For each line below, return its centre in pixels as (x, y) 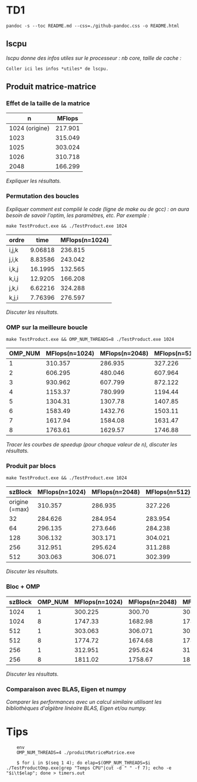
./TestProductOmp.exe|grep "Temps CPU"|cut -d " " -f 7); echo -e (89, 768)
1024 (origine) (29, 128)
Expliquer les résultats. (34, 181)
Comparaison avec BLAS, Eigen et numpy (66, 689)
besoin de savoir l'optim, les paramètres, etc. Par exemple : (78, 215)
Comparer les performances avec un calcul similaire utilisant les (84, 702)
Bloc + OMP (23, 587)
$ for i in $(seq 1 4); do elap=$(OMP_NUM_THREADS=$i (84, 763)
